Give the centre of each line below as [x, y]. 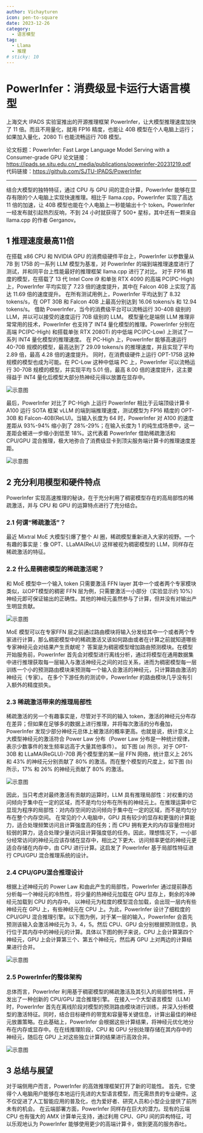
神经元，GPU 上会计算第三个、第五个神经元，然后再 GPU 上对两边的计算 [97, 940]
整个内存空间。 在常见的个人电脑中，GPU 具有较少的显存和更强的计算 [103, 817]
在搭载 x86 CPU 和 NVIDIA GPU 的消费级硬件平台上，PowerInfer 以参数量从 [100, 256]
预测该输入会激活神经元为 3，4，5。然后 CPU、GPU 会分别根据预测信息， [99, 924]
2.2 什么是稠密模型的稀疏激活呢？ [55, 569]
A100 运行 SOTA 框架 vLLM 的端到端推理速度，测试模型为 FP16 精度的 [93, 411]
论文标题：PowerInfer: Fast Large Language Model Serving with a [88, 149]
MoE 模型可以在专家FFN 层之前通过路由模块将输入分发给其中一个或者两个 [98, 632]
